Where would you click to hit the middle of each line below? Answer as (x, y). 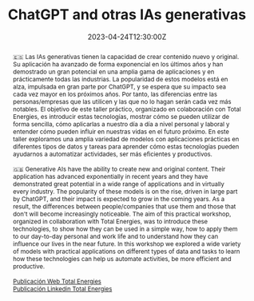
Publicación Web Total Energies (57, 281)
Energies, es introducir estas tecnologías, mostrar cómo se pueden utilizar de (121, 116)
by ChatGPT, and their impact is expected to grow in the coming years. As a (119, 198)
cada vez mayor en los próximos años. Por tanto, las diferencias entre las (115, 94)
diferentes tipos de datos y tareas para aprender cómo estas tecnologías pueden (126, 147)
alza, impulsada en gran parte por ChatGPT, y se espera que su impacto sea (119, 87)
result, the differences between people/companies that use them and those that (124, 206)
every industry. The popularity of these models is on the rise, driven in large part (125, 191)
